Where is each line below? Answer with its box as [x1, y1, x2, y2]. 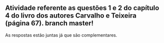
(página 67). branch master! [5, 19, 94, 27]
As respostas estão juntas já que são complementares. [5, 32, 118, 38]
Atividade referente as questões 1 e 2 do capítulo [5, 4, 160, 12]
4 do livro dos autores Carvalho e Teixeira [5, 12, 137, 20]
